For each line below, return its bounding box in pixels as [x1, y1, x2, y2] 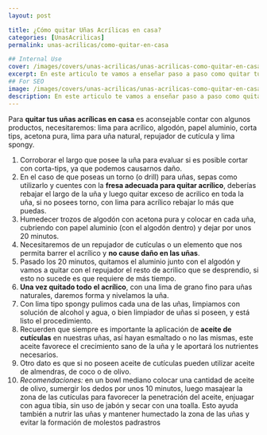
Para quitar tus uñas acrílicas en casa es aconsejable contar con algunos [8, 114, 251, 123]
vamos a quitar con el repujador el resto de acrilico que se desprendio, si [19, 265, 259, 275]
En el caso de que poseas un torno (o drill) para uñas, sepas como [19, 172, 238, 182]
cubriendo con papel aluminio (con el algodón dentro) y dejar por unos [19, 222, 252, 232]
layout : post [8, 11, 52, 20]
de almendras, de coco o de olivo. [19, 366, 132, 376]
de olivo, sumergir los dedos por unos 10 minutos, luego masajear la [19, 383, 243, 393]
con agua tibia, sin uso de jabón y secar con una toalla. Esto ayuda [19, 400, 238, 410]
